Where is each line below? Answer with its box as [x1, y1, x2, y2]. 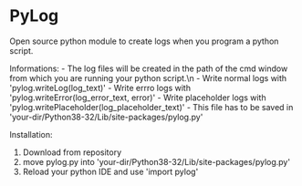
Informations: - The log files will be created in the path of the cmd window [9, 63, 288, 74]
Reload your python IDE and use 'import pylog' [22, 166, 199, 177]
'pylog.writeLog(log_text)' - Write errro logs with [9, 82, 192, 93]
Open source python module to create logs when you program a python [9, 36, 279, 46]
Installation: [9, 129, 53, 139]
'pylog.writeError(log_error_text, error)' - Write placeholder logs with [9, 92, 266, 103]
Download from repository [22, 147, 122, 158]
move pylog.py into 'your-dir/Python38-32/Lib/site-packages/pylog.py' [22, 156, 290, 167]
